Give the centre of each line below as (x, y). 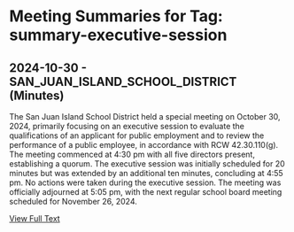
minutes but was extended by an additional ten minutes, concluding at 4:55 (146, 173)
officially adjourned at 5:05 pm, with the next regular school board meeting (146, 192)
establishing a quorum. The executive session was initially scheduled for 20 (147, 164)
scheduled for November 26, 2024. (73, 201)
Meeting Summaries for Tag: (116, 16)
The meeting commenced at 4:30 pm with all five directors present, (132, 154)
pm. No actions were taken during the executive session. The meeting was (145, 182)
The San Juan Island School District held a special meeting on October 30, (145, 116)
